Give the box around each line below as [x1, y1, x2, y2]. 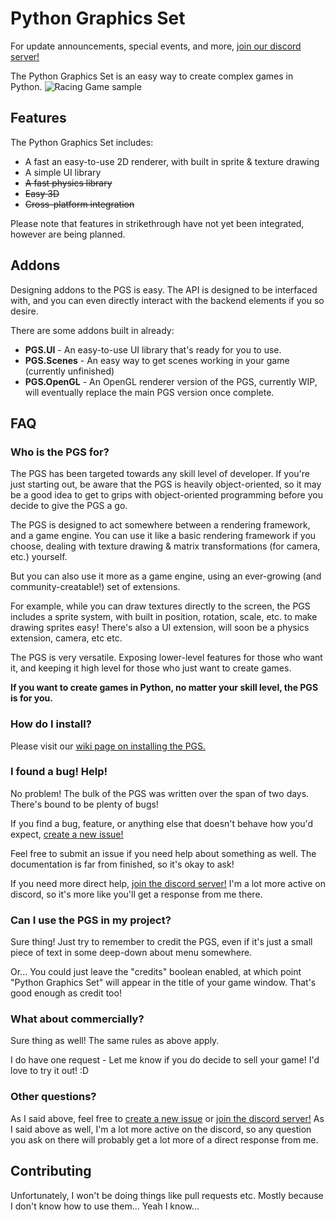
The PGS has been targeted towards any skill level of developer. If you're [10, 468, 310, 480]
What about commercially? [10, 1012, 145, 1026]
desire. [10, 305, 39, 317]
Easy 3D [24, 187, 60, 199]
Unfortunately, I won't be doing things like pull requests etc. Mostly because [10, 1189, 324, 1201]
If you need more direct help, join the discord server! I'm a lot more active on [10, 877, 326, 889]
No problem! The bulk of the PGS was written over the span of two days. [10, 787, 310, 799]
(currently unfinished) [24, 365, 115, 377]
